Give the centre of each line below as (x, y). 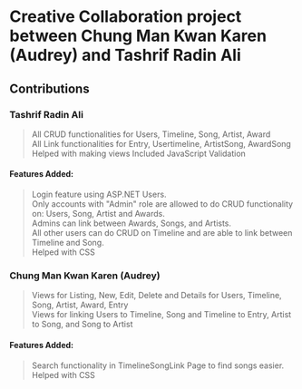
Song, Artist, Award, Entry (80, 305)
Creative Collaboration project (126, 17)
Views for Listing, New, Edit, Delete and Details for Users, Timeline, (157, 296)
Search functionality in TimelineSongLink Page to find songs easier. (158, 365)
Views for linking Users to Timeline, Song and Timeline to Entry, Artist (161, 315)
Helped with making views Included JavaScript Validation (139, 153)
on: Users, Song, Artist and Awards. (98, 214)
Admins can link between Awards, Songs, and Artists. (132, 223)
